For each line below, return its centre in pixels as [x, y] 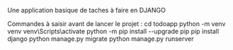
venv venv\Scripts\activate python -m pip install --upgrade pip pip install [113, 31]
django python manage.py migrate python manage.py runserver [101, 39]
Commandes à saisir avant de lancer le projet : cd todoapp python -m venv [116, 24]
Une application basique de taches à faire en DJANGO [87, 10]
